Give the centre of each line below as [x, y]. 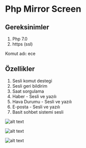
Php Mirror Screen [43, 9]
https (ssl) [22, 44]
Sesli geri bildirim [30, 86]
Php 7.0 [20, 39]
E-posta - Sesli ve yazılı [36, 107]
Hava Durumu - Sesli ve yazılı [42, 101]
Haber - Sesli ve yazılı [34, 96]
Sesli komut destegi [32, 81]
